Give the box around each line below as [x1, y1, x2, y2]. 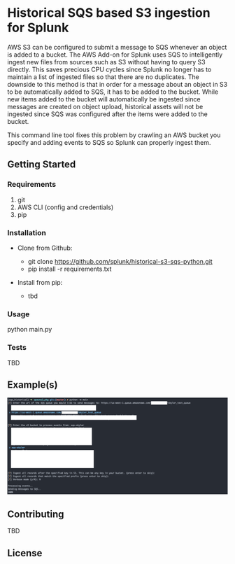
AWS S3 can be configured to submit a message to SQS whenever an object [7, 43, 227, 51]
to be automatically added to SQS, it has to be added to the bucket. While [7, 87, 219, 96]
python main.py [7, 325, 52, 334]
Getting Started [7, 159, 76, 171]
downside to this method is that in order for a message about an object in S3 [7, 80, 228, 88]
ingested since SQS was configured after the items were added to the [7, 110, 208, 118]
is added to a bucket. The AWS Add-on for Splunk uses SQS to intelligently [7, 50, 223, 59]
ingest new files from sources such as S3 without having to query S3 [7, 57, 206, 66]
